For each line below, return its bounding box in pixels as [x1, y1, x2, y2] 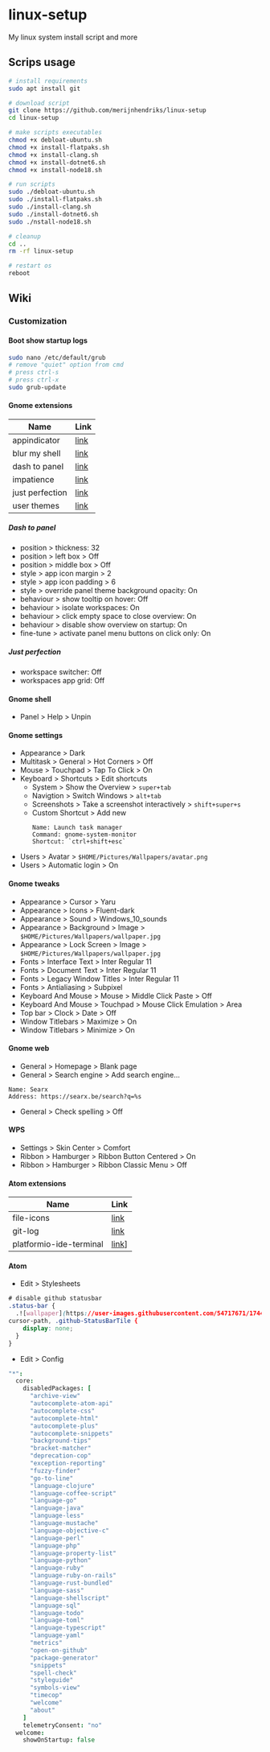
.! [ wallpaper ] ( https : [15, 1309, 88, 1317]
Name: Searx [8, 1085, 48, 1094]
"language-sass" [29, 1586, 84, 1594]
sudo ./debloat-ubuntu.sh [8, 188, 95, 196]
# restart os [8, 262, 52, 270]
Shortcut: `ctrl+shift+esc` [31, 838, 126, 846]
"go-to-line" [29, 1474, 74, 1482]
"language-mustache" [29, 1519, 99, 1527]
